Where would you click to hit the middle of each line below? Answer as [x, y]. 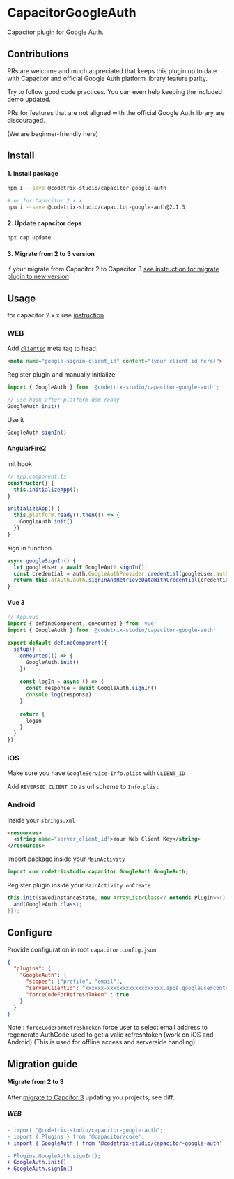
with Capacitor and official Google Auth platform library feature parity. [107, 78]
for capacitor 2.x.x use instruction [56, 315]
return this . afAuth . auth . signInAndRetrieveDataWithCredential [106, 580]
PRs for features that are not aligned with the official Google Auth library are [116, 112]
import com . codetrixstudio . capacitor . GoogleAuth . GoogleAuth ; [98, 872]
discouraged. [26, 120]
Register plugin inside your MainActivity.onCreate [79, 885]
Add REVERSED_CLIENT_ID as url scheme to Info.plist [83, 787]
